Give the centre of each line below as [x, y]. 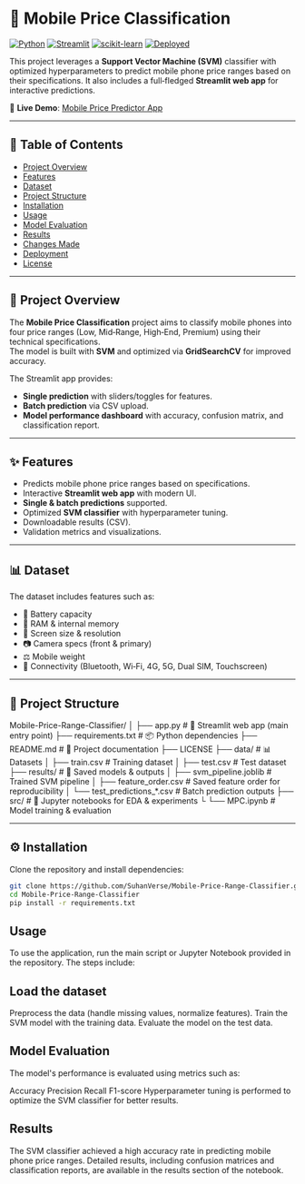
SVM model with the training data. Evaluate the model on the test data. [141, 1023]
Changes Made [51, 243]
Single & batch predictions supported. [95, 503]
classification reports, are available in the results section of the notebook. [147, 1169]
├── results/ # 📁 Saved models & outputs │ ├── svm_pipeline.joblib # [141, 772]
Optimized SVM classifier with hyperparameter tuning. [125, 513]
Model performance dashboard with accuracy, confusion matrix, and [153, 415]
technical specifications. [55, 341]
